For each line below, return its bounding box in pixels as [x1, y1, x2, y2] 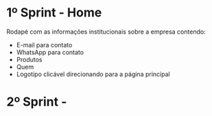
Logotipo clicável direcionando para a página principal [16, 70, 170, 78]
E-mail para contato [16, 40, 73, 49]
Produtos [16, 55, 43, 63]
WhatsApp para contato [16, 48, 84, 56]
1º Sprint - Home [6, 5, 102, 21]
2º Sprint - [6, 94, 67, 110]
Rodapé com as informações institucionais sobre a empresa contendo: [6, 27, 207, 36]
